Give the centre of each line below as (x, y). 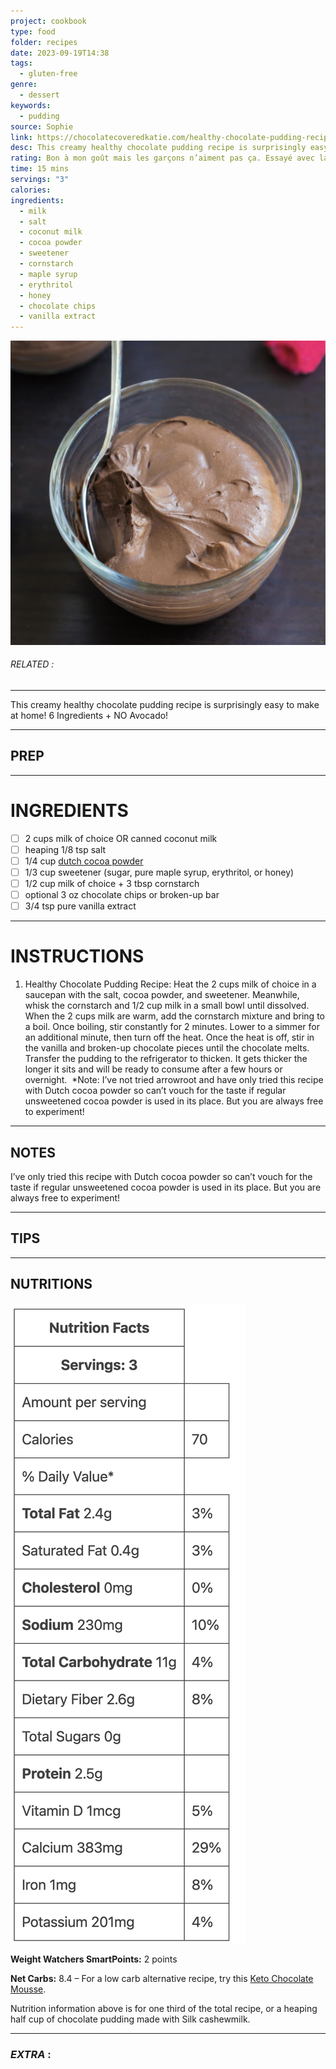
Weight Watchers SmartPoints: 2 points (94, 1959)
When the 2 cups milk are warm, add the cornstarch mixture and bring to (174, 1016)
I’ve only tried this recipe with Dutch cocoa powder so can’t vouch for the (161, 1177)
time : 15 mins (40, 169)
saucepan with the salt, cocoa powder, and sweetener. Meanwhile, (162, 995)
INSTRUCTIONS (77, 956)
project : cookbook (48, 21)
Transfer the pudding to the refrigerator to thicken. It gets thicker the (166, 1059)
